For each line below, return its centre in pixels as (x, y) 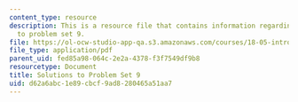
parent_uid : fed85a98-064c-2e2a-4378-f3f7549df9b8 (105, 59)
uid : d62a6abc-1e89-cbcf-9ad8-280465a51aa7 (91, 83)
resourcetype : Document (53, 67)
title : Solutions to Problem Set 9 (75, 75)
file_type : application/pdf (61, 51)
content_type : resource (53, 17)
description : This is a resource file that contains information (132, 26)
